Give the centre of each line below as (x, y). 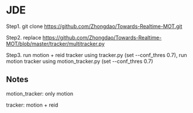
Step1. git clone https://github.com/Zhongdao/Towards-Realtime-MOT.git (94, 26)
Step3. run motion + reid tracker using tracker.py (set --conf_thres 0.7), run (96, 55)
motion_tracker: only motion (40, 93)
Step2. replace (24, 37)
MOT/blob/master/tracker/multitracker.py (56, 44)
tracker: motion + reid (32, 105)
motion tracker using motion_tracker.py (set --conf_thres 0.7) (80, 61)
